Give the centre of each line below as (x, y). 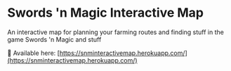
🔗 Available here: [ (33, 53)
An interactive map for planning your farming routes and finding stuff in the (116, 32)
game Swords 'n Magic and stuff (54, 39)
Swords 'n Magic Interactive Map (106, 13)
